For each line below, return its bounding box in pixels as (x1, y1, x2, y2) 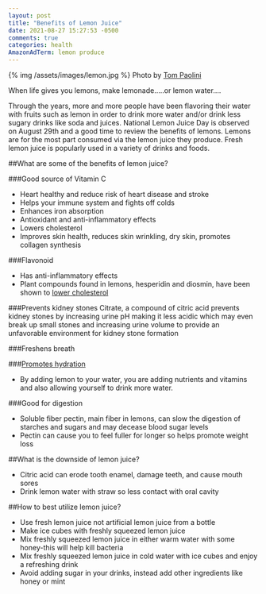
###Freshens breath (8, 344, 75, 353)
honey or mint (19, 577, 66, 586)
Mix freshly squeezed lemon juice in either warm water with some (19, 534, 236, 544)
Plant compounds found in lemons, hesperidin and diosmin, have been (19, 280, 251, 288)
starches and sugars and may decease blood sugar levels (19, 422, 209, 431)
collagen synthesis (19, 240, 82, 249)
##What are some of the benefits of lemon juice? (8, 159, 168, 168)
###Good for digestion (8, 399, 83, 407)
